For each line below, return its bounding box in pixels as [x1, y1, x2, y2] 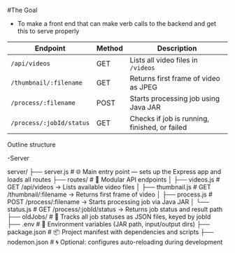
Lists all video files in [129, 55, 198, 65]
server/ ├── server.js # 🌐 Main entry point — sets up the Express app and [7, 168, 222, 175]
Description [157, 43, 197, 53]
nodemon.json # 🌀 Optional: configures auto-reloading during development [7, 238, 223, 246]
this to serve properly [17, 27, 80, 35]
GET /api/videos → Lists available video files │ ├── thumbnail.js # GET [7, 183, 211, 191]
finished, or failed [129, 122, 187, 132]
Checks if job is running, [129, 114, 210, 123]
